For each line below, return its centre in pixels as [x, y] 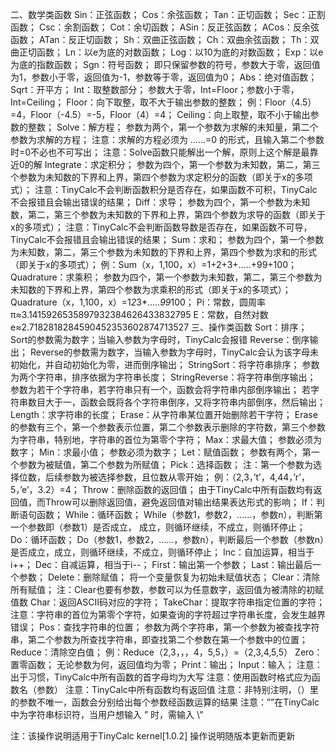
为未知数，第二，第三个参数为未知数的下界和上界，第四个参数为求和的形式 [163, 252]
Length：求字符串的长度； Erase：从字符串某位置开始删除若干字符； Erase [164, 414]
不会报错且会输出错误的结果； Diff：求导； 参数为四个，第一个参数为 [151, 202]
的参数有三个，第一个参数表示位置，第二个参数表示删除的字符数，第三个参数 [168, 427]
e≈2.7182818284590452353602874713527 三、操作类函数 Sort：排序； [159, 327]
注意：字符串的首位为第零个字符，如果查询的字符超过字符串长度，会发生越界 [168, 614]
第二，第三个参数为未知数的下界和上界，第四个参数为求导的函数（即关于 [176, 214]
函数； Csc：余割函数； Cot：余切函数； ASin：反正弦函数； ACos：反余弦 [165, 27]
